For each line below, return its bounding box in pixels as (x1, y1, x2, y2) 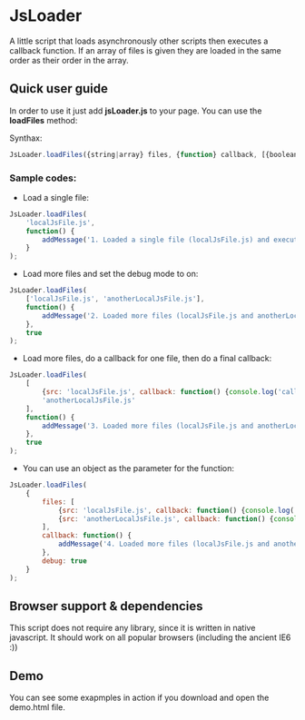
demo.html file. (9, 702, 66, 713)
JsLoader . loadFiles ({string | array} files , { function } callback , (9, 150, 258, 159)
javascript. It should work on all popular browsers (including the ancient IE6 (9, 632, 291, 643)
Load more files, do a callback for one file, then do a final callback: (22, 353, 272, 364)
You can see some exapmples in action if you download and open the (9, 692, 270, 704)
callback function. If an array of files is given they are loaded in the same (9, 44, 281, 55)
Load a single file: (22, 192, 89, 202)
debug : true (42, 556, 88, 566)
